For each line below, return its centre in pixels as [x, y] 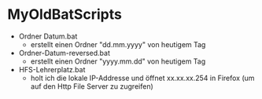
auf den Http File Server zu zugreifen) [92, 86]
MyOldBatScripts [65, 15]
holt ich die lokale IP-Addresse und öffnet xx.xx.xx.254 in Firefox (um [142, 78]
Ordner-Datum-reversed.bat [65, 53]
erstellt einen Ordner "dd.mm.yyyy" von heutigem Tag [118, 44]
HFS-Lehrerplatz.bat [52, 69]
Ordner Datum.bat [48, 36]
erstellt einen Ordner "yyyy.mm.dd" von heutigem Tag [118, 61]
